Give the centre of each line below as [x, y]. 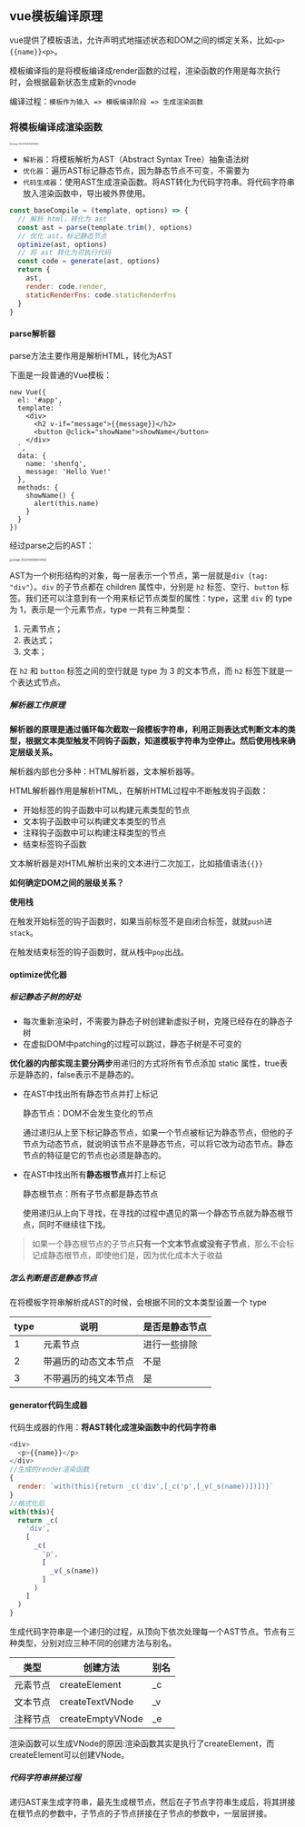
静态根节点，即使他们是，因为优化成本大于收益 [135, 1256]
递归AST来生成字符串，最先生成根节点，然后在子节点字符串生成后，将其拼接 [152, 1802]
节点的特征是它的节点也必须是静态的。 [94, 1156]
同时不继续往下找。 [74, 1225]
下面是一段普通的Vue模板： [61, 374]
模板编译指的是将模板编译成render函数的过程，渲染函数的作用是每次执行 [145, 70]
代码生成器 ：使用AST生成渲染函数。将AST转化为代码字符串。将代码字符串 [158, 182]
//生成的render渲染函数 [49, 1470]
